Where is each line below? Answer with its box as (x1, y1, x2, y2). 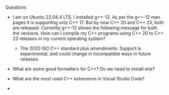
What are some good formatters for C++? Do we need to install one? (12, 66, 155, 72)
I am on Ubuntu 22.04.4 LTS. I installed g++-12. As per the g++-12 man (12, 14, 160, 20)
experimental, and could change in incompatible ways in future (20, 51, 151, 57)
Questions (5, 5, 27, 10)
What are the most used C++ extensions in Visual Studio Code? (12, 76, 145, 81)
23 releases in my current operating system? (12, 35, 106, 41)
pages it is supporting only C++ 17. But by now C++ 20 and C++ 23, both (12, 20, 164, 25)
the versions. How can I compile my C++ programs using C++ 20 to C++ (12, 30, 164, 36)
